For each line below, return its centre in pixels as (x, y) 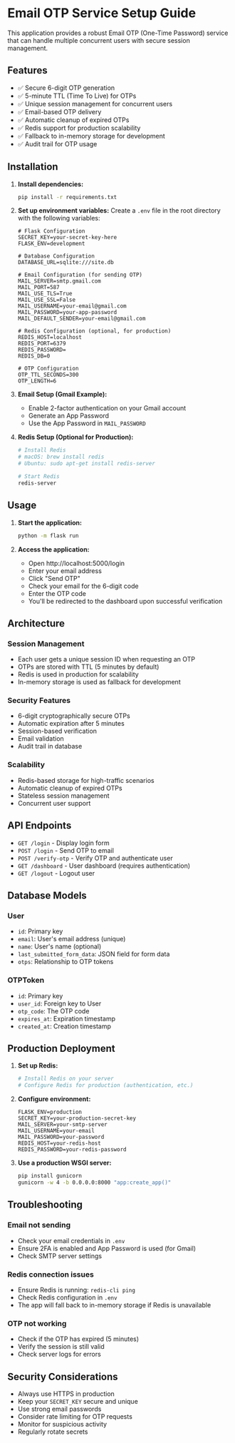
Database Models (47, 895)
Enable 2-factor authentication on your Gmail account (107, 408)
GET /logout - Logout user (56, 873)
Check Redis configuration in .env (67, 1297)
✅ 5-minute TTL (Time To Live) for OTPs (77, 96)
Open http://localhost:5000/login (77, 563)
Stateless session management (63, 795)
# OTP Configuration (48, 369)
